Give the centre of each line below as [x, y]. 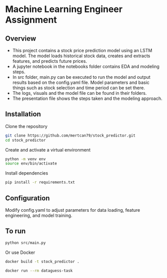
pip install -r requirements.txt [40, 182]
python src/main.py [26, 243]
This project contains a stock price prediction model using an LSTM [82, 50]
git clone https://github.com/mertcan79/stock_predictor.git [70, 135]
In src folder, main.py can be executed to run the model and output [81, 77]
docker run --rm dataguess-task [39, 270]
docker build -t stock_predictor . [42, 261]
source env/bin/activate [31, 164]
